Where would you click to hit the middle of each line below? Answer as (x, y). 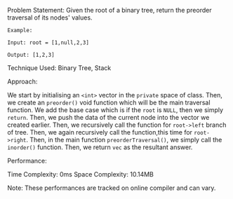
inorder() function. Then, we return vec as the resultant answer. (100, 147)
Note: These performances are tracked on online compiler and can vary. (112, 188)
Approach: (22, 81)
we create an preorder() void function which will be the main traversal (109, 102)
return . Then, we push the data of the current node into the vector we (108, 117)
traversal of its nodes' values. (50, 18)
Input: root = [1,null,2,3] (48, 43)
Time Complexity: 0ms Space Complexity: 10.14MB (81, 174)
